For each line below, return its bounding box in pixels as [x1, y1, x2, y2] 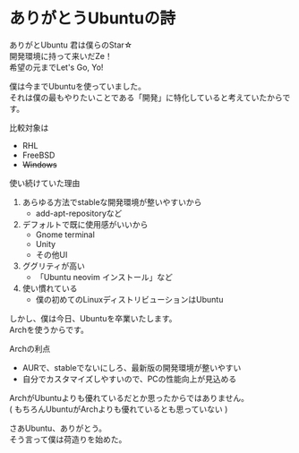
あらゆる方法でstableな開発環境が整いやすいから [21, 196, 202, 207]
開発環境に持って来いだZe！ [9, 50, 114, 61]
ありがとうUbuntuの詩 [9, 8, 176, 29]
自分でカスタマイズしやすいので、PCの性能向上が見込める [21, 373, 237, 384]
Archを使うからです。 [9, 324, 90, 335]
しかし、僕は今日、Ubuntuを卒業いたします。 [9, 312, 177, 323]
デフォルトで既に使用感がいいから [21, 218, 149, 229]
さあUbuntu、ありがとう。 [9, 423, 107, 433]
